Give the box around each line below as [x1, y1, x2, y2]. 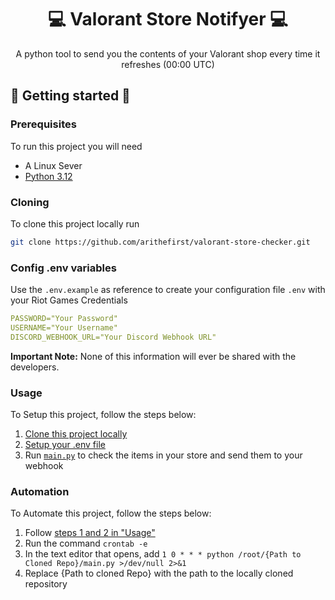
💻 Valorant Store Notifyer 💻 [47, 8, 289, 31]
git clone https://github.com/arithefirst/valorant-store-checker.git [10, 237, 311, 247]
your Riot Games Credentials [10, 294, 128, 306]
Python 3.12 [24, 170, 73, 182]
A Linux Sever [24, 159, 83, 171]
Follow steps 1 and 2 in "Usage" [24, 527, 156, 539]
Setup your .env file [24, 439, 106, 451]
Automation [10, 484, 70, 498]
